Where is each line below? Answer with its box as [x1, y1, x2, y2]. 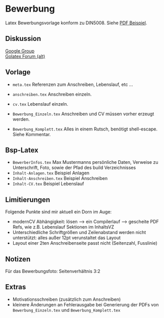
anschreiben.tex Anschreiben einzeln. [12, 91, 92, 97]
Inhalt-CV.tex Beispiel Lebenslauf [12, 180, 84, 187]
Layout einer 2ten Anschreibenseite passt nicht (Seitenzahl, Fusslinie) [12, 240, 157, 246]
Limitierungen [5, 195, 50, 204]
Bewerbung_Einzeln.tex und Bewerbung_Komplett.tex [12, 307, 121, 313]
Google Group [5, 48, 35, 54]
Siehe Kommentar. [12, 131, 51, 137]
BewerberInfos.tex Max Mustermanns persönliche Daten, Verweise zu [12, 159, 158, 165]
